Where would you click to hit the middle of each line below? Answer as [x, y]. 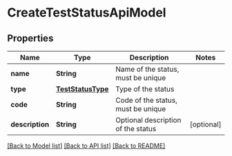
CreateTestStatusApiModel [87, 13]
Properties [30, 38]
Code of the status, [146, 100]
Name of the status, [147, 69]
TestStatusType [82, 89]
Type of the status [145, 89]
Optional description [148, 120]
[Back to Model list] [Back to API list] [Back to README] [86, 146]
